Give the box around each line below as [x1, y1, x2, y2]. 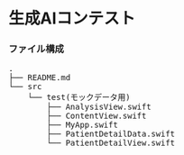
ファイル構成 [8, 42, 65, 55]
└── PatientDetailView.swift [46, 138, 176, 149]
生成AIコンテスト [8, 8, 136, 29]
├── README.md [8, 73, 71, 83]
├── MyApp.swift [46, 120, 118, 131]
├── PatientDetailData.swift [46, 129, 176, 140]
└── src [8, 82, 42, 92]
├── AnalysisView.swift [46, 102, 152, 113]
